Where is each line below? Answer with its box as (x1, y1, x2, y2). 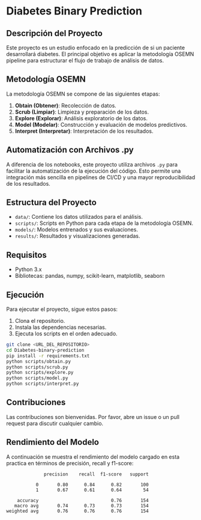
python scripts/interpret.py (6, 381, 79, 387)
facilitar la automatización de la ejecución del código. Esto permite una (6, 167, 181, 174)
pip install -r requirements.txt (6, 353, 90, 359)
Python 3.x (14, 266, 42, 273)
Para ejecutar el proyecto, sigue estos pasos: (6, 305, 118, 313)
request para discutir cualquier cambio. (6, 420, 104, 427)
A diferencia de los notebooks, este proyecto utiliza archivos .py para (6, 161, 178, 168)
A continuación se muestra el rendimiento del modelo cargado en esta (6, 453, 180, 460)
